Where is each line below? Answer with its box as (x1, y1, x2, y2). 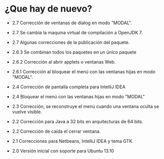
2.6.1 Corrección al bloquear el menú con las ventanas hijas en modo (12, 69, 155, 75)
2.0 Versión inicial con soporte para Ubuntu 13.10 (12, 147, 114, 154)
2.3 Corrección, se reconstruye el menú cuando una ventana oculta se (12, 103, 159, 109)
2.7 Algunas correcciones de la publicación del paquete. (12, 39, 130, 45)
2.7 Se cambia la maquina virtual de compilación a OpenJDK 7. (12, 29, 143, 35)
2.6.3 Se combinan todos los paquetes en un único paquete (12, 49, 137, 55)
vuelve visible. (12, 109, 43, 115)
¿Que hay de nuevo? (5, 3, 92, 15)
